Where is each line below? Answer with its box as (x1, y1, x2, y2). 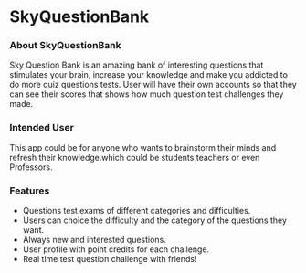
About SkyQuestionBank (9, 39, 121, 52)
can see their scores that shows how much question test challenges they (9, 89, 284, 100)
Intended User (9, 121, 75, 134)
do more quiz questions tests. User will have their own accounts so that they (9, 79, 297, 90)
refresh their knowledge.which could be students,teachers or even (9, 152, 260, 163)
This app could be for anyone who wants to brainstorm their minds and (9, 142, 277, 152)
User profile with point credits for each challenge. (22, 244, 210, 255)
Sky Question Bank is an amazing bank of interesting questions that (9, 59, 264, 70)
